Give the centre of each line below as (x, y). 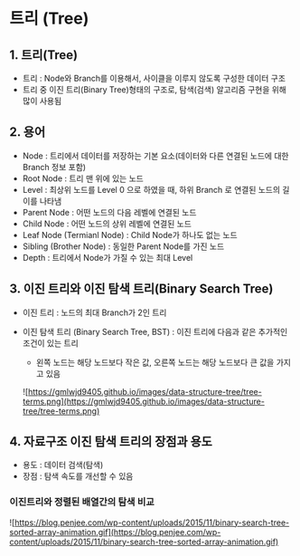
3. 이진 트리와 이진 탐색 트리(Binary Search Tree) (141, 289)
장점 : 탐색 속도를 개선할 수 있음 (78, 476)
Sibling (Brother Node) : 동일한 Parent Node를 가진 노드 (123, 246)
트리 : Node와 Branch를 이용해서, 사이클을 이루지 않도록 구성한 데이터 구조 (154, 78)
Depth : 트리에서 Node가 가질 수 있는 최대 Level (108, 257)
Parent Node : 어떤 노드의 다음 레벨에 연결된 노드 (109, 212)
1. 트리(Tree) (44, 55)
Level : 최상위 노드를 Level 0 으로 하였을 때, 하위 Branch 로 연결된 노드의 (151, 189)
